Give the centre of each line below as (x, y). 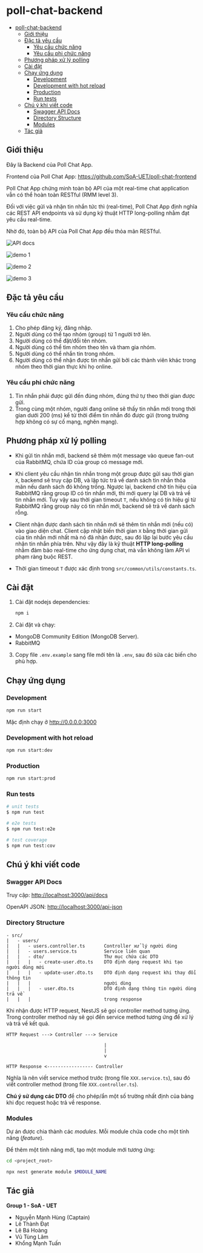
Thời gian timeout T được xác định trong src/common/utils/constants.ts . (106, 568)
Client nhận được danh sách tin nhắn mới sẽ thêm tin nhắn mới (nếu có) (104, 524)
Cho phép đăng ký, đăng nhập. (54, 328)
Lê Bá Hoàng (31, 1230)
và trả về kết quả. (28, 1023)
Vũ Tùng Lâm (32, 1237)
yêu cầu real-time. (29, 219)
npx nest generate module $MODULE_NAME (57, 1171)
